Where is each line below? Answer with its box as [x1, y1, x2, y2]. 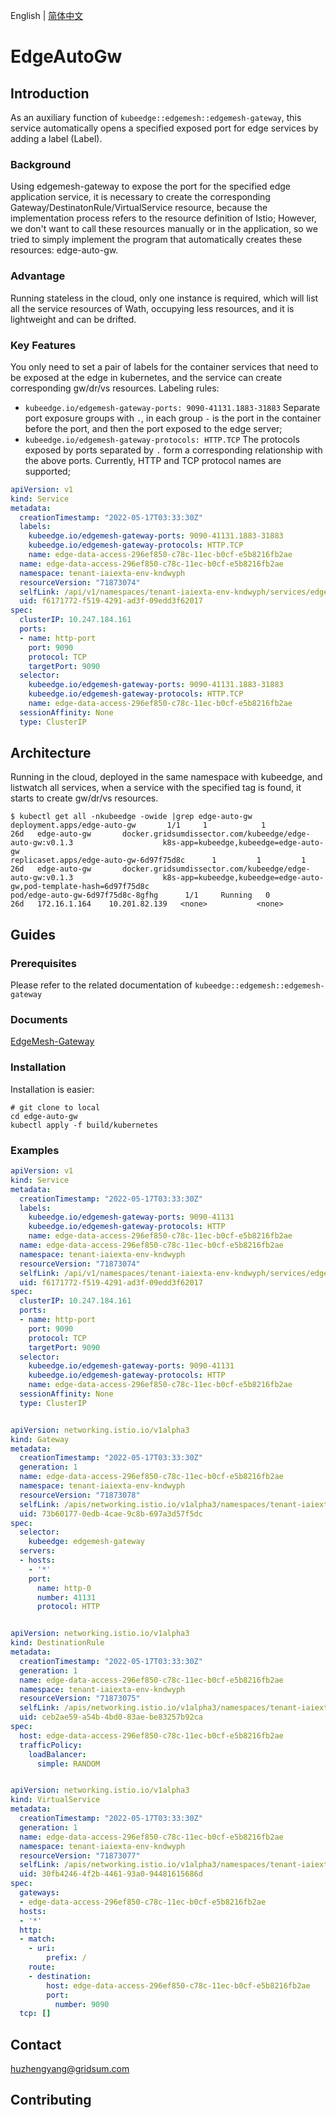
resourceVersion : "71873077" [19, 1850, 141, 1861]
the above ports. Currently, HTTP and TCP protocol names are [24, 454, 282, 466]
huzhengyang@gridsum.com [10, 2063, 130, 2075]
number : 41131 [36, 1592, 97, 1603]
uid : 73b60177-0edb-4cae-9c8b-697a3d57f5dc [19, 1509, 203, 1519]
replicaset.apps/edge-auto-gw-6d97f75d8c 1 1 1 [10, 855, 307, 866]
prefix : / [46, 1953, 87, 1963]
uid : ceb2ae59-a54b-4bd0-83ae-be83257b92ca [19, 1712, 203, 1723]
